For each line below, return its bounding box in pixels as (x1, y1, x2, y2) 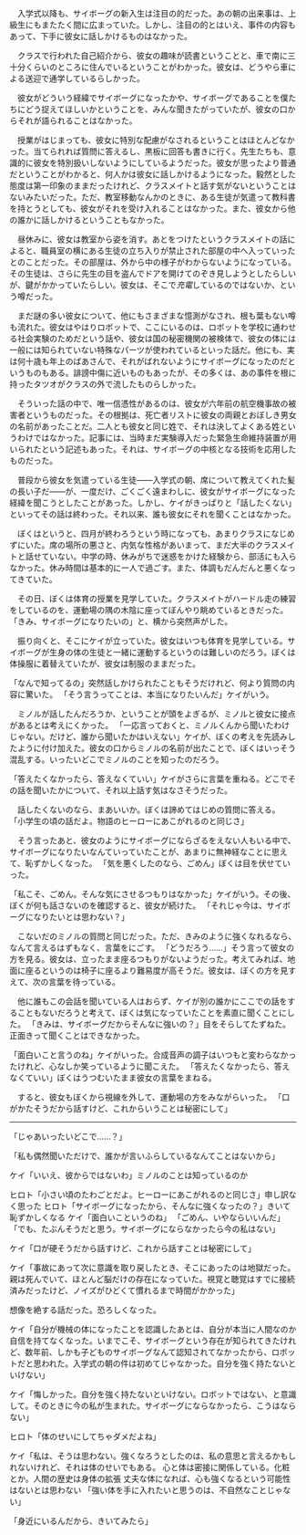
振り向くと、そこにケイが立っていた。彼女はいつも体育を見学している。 (16, 635, 289, 646)
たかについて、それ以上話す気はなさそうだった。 (48, 785, 232, 796)
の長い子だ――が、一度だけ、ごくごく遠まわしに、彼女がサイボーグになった (9, 486, 296, 496)
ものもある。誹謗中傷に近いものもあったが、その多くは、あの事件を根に (25, 368, 297, 378)
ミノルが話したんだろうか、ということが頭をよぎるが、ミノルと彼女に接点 (16, 708, 296, 719)
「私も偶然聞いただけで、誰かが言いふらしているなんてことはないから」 (9, 1151, 280, 1161)
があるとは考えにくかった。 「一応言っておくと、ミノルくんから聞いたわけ (9, 720, 290, 730)
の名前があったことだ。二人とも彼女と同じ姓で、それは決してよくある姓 (9, 421, 280, 432)
